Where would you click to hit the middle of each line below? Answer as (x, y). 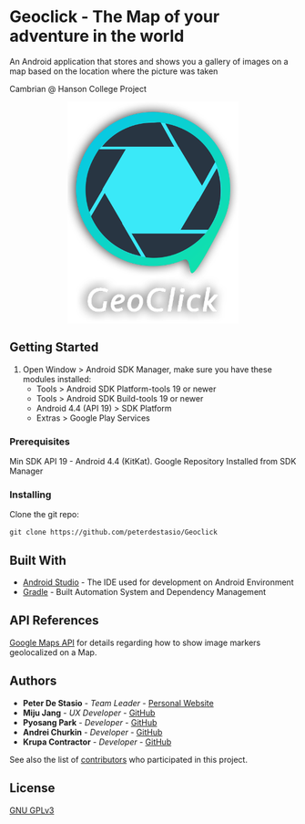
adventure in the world (97, 36)
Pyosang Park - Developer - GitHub (90, 722)
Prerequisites (40, 442)
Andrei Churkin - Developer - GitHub (92, 732)
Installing (30, 495)
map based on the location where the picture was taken (114, 71)
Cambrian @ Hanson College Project (78, 89)
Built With (38, 560)
